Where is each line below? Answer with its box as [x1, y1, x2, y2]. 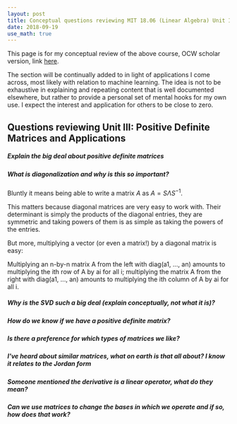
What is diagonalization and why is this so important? [7, 170, 169, 178]
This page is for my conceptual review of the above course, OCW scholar [7, 49, 221, 58]
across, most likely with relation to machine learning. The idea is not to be [7, 78, 221, 87]
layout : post [7, 10, 46, 18]
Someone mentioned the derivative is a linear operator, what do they [7, 377, 214, 386]
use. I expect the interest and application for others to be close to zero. [7, 100, 214, 110]
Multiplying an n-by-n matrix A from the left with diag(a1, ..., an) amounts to [7, 259, 226, 269]
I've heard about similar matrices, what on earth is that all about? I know [7, 352, 226, 360]
